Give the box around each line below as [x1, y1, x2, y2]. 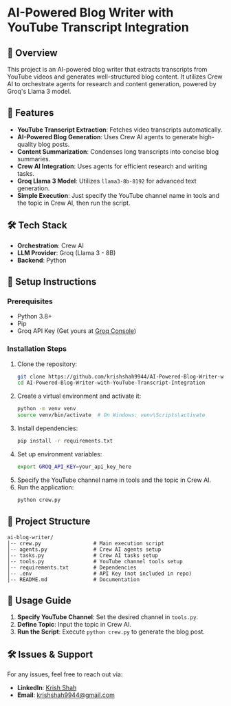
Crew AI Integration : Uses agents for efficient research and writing [16, 162, 208, 170]
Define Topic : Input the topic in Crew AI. [16, 621, 132, 629]
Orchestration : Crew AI [16, 241, 85, 250]
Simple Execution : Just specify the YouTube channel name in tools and [16, 191, 220, 199]
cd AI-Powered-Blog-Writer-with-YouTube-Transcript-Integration [16, 379, 206, 387]
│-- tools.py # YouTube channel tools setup [7, 558, 184, 565]
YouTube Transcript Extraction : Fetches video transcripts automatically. [16, 125, 223, 134]
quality [16, 140, 37, 148]
